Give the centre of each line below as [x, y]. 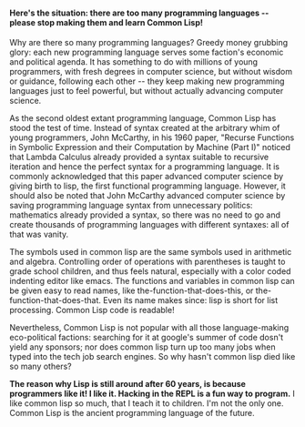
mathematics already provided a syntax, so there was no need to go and [145, 215]
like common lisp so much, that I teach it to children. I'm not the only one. [147, 403]
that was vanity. [39, 234]
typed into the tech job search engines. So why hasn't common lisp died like [152, 357]
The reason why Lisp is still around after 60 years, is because [127, 384]
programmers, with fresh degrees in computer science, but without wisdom [151, 72]
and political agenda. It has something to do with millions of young [133, 62]
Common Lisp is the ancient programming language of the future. [132, 413]
